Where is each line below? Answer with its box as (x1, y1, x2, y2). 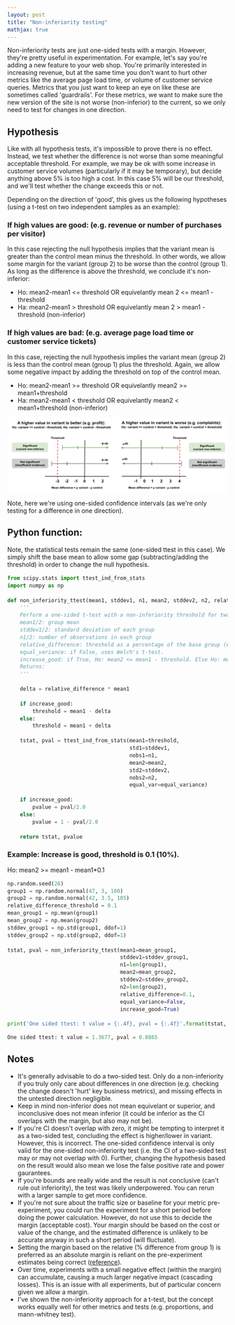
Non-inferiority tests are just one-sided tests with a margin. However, (7, 46, 206, 55)
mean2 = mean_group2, (120, 969, 177, 976)
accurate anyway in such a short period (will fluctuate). (17, 1235, 176, 1244)
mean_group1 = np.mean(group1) (7, 910, 99, 917)
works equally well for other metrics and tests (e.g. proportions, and (17, 1303, 213, 1311)
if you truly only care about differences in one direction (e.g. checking (17, 1079, 219, 1088)
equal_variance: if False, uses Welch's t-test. (20, 648, 164, 655)
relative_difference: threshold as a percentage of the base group (20, 641, 220, 648)
